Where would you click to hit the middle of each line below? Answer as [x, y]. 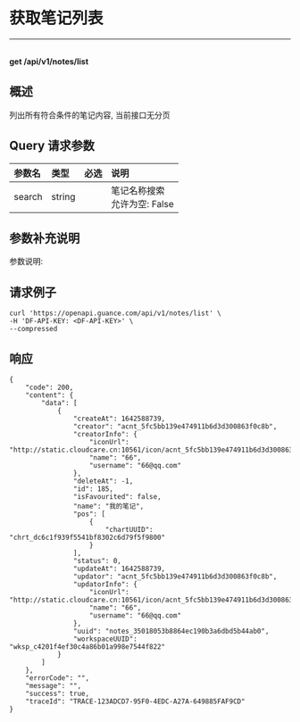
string [63, 196]
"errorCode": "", [58, 678]
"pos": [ [89, 514]
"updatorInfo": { [105, 585]
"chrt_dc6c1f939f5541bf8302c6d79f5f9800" [87, 537]
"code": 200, [50, 387]
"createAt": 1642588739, [119, 419]
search [28, 196]
